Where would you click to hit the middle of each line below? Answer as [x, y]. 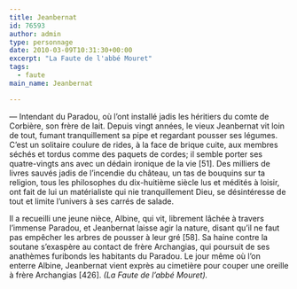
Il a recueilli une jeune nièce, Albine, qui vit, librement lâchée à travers [137, 218]
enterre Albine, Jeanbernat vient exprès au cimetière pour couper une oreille [149, 265]
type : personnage [41, 42]
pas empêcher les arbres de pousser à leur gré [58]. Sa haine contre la [139, 237]
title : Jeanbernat [43, 17]
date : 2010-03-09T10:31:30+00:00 [71, 51]
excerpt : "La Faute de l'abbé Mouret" [81, 59]
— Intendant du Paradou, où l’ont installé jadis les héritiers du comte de [139, 116]
